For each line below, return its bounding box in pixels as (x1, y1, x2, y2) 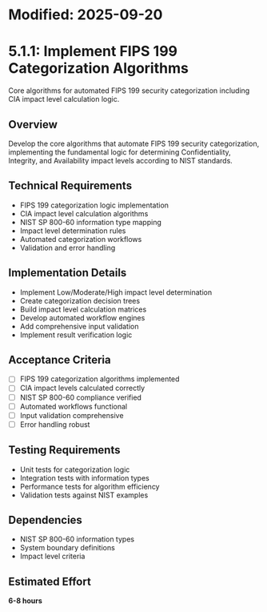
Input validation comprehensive (19, 410, 124, 420)
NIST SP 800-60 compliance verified (19, 393, 142, 402)
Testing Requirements (8, 443, 121, 457)
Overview (8, 118, 58, 131)
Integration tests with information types (19, 473, 149, 482)
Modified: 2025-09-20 (8, 6, 163, 24)
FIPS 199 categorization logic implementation (19, 200, 169, 210)
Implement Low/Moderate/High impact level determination (19, 287, 213, 297)
